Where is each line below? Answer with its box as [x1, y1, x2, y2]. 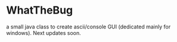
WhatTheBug [6, 4, 73, 17]
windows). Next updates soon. [6, 29, 82, 36]
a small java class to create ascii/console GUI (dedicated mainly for [6, 23, 171, 30]
